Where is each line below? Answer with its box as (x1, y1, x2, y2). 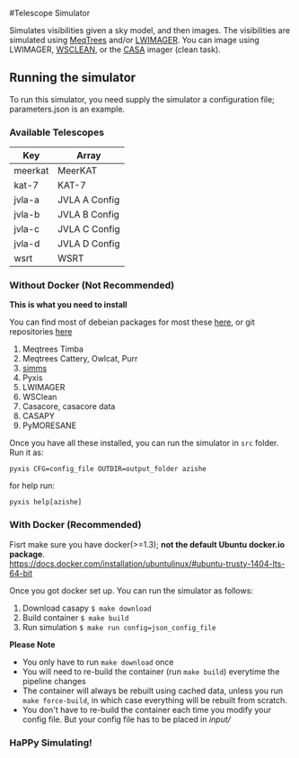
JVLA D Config (57, 237, 120, 250)
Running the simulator (9, 70, 136, 85)
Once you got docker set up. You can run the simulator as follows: (9, 584, 254, 596)
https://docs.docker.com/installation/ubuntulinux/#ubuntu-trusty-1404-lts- (9, 557, 286, 569)
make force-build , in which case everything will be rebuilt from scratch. (22, 694, 287, 705)
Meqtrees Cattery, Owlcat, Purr (22, 353, 138, 364)
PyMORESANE (22, 420, 77, 431)
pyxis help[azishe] (9, 498, 83, 507)
